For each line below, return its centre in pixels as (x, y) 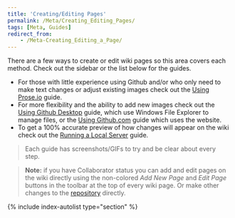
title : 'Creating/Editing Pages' (57, 14)
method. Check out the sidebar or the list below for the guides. (99, 68)
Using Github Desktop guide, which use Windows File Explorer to (113, 113)
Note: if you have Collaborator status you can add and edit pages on (125, 170)
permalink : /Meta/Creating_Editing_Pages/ (71, 21)
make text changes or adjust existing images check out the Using (114, 90)
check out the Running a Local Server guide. (83, 135)
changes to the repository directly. (75, 193)
